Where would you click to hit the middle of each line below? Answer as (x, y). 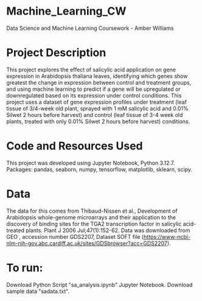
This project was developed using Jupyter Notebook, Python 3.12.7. (91, 163)
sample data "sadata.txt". (38, 291)
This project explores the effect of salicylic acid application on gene (91, 69)
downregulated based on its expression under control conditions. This (94, 95)
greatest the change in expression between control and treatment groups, (99, 82)
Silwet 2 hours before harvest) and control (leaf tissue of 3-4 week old (95, 115)
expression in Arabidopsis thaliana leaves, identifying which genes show (97, 76)
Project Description (56, 53)
